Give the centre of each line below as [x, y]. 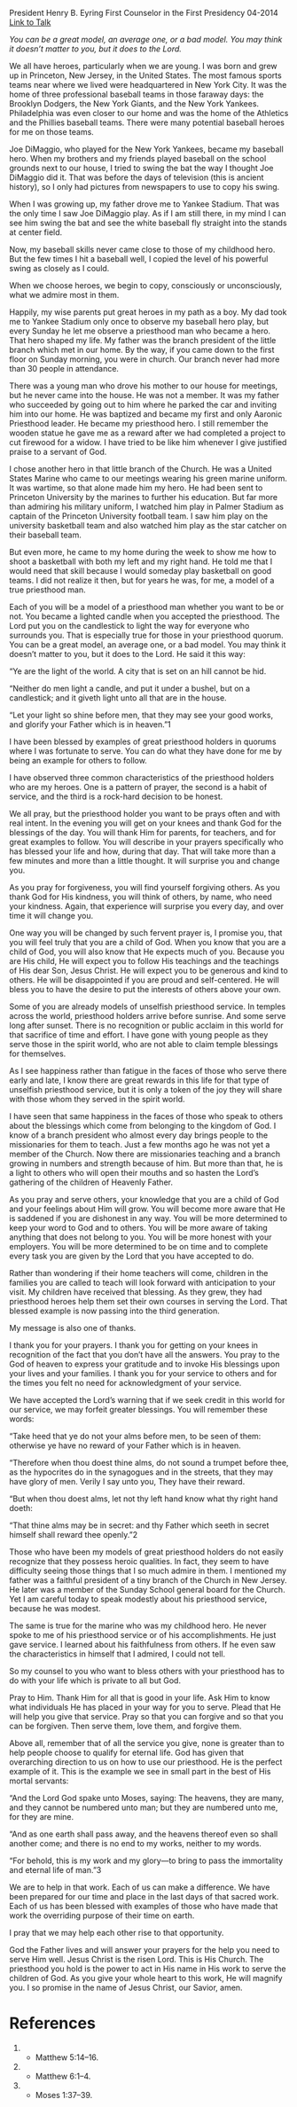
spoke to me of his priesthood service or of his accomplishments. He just [143, 1635]
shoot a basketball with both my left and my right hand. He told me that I [141, 561]
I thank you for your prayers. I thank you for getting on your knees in [134, 1345]
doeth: [21, 1508]
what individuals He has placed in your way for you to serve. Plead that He [145, 1707]
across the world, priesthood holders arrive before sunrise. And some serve [148, 1016]
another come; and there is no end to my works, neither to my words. [135, 1843]
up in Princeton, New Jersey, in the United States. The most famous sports [145, 75]
